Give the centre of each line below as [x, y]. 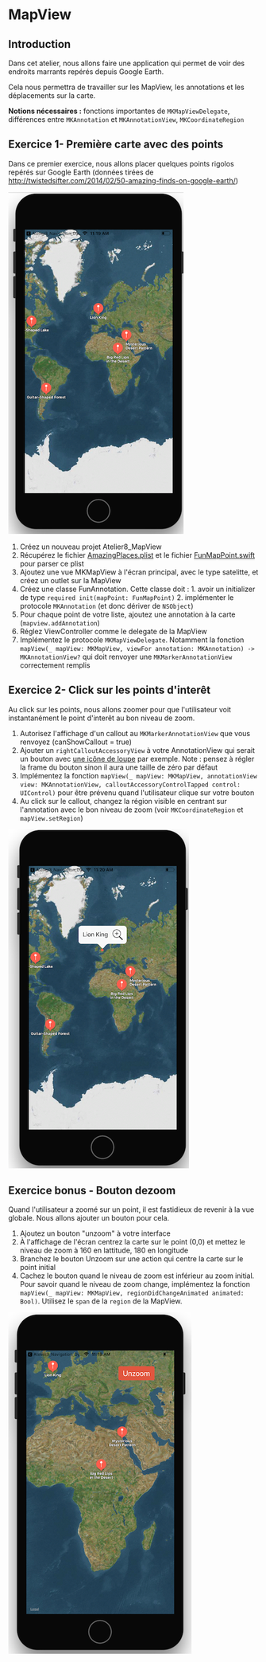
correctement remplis [55, 665]
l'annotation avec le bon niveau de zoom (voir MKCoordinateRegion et [131, 809]
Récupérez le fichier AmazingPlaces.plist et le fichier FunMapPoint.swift [137, 555]
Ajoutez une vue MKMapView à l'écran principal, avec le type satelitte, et [139, 572]
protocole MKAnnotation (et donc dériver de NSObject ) [106, 606]
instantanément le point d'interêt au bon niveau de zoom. [102, 718]
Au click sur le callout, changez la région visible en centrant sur [123, 801]
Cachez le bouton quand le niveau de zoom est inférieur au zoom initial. [137, 1276]
